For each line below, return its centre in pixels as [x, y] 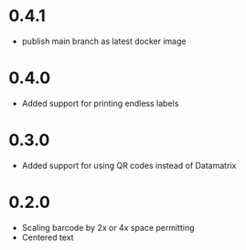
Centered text [48, 237]
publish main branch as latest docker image [104, 41]
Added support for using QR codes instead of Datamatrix [129, 165]
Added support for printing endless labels [100, 103]
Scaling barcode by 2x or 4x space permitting [108, 227]
